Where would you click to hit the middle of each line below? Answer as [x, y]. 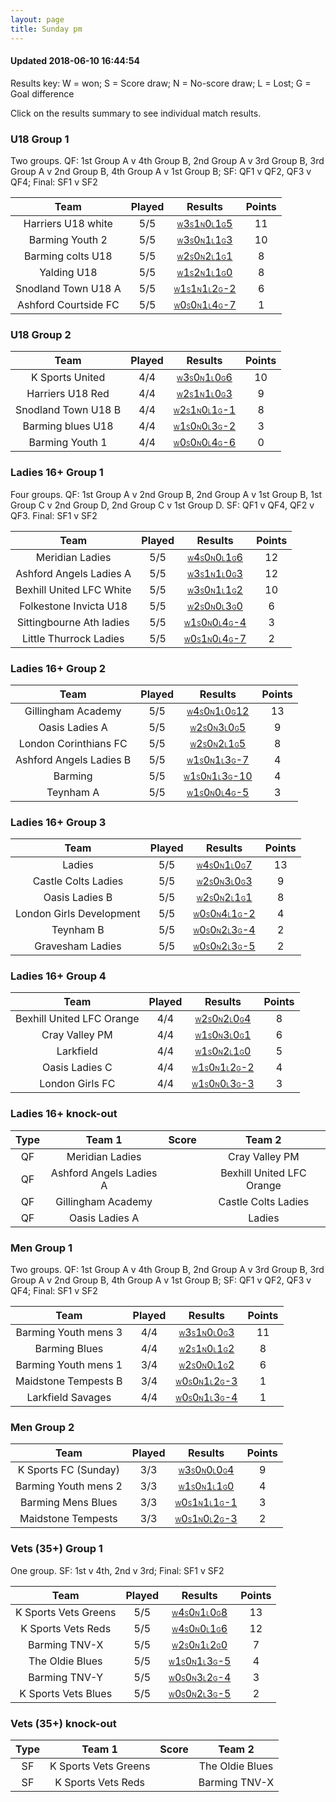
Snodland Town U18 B [68, 410]
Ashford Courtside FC [68, 304]
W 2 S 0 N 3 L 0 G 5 [218, 727]
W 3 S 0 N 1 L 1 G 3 [204, 239]
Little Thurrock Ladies [73, 638]
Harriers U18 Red [68, 394]
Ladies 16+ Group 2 [58, 668]
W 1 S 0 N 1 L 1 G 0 [206, 1486]
